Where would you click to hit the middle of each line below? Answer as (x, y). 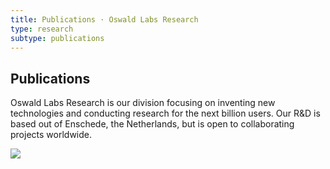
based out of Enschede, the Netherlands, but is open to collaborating (152, 124)
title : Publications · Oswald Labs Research (104, 19)
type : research (42, 29)
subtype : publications (57, 38)
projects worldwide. (51, 135)
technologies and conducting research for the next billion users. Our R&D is (165, 113)
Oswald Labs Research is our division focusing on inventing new (143, 103)
